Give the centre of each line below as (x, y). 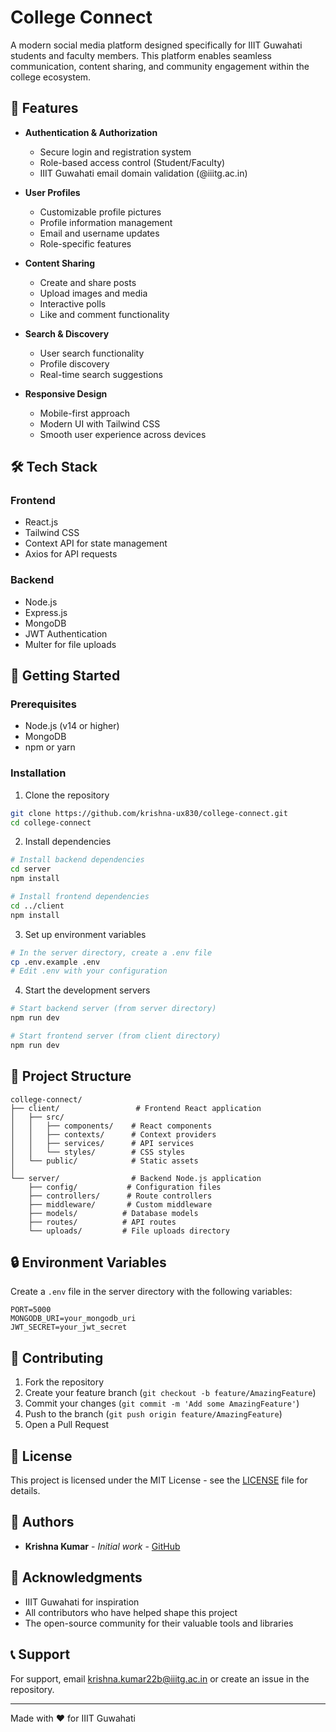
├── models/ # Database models (113, 1213)
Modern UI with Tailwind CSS (100, 423)
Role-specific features (85, 243)
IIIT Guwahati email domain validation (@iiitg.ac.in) (143, 173)
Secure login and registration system (115, 152)
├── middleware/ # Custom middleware (120, 1204)
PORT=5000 (31, 1310)
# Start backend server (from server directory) (113, 1009)
